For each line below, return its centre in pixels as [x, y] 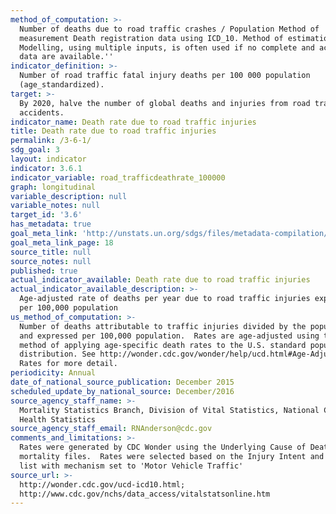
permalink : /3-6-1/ [51, 141]
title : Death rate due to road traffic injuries [113, 131]
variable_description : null [69, 196]
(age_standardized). [62, 85]
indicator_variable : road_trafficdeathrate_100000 [118, 177]
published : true [44, 271]
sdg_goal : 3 [35, 150]
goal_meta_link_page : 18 [62, 242]
